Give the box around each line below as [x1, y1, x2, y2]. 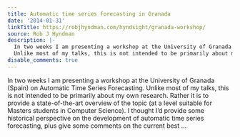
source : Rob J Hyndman [7, 30, 75, 38]
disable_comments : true [7, 57, 79, 64]
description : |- [7, 37, 56, 44]
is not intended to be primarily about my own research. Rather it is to [7, 91, 209, 99]
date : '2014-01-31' [7, 17, 66, 24]
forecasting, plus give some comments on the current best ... [7, 121, 187, 130]
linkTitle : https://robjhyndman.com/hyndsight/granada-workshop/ [7, 23, 206, 31]
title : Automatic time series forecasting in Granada [7, 10, 171, 18]
